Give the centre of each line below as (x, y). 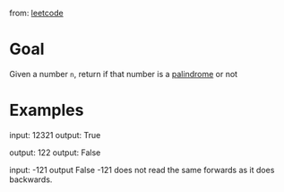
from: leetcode (37, 13)
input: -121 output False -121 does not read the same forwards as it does (142, 170)
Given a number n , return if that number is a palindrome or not (124, 74)
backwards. (31, 179)
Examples (47, 110)
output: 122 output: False (55, 153)
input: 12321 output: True (55, 135)
